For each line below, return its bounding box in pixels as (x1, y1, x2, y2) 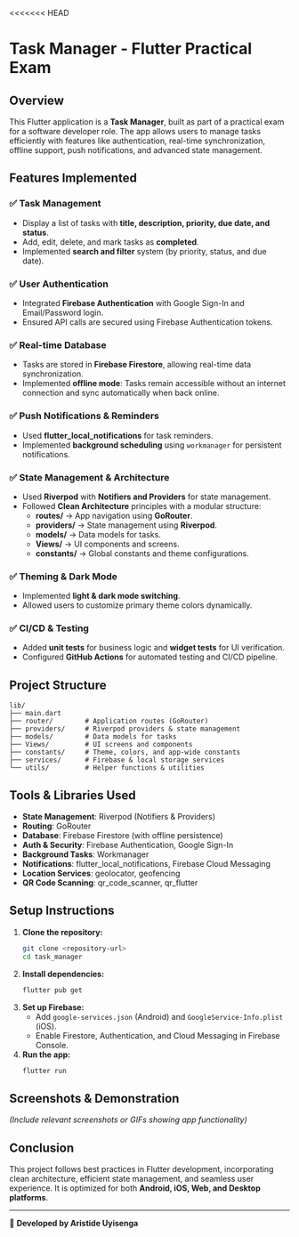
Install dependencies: (21, 968, 105, 979)
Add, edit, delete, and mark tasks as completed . (21, 236, 199, 247)
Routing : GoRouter (21, 821, 92, 831)
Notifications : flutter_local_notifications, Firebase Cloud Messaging (21, 859, 271, 869)
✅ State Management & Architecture (9, 471, 170, 483)
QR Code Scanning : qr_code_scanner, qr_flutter (21, 877, 198, 888)
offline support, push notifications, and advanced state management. (9, 145, 263, 155)
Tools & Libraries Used (9, 788, 136, 803)
